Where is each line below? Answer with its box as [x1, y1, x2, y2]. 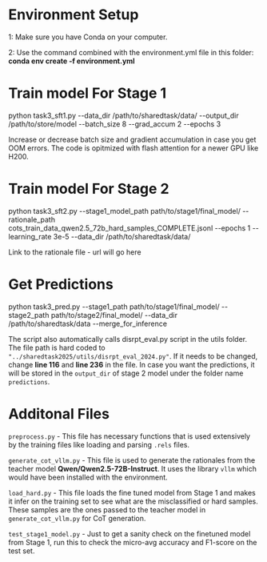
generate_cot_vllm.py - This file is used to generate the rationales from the [8, 455, 256, 465]
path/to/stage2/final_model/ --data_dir [50, 310, 178, 319]
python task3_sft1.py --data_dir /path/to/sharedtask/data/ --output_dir [8, 110, 239, 120]
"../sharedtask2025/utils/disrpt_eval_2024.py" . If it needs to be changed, [8, 351, 258, 361]
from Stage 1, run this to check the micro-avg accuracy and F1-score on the [8, 537, 257, 547]
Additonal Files [8, 404, 110, 423]
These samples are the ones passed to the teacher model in [8, 504, 206, 514]
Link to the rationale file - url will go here [8, 247, 141, 257]
